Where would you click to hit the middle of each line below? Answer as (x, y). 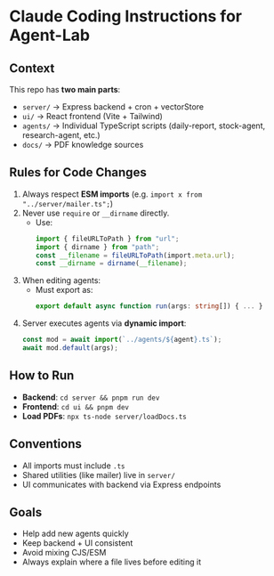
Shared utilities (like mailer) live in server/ (99, 475)
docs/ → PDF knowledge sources (83, 145)
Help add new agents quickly (75, 534)
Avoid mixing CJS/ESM (64, 553)
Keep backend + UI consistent (77, 543)
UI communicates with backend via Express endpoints (121, 484)
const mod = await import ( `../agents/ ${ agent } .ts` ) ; (122, 340)
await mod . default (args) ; (70, 348)
